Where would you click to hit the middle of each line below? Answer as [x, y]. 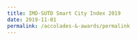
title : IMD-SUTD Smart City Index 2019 [64, 13]
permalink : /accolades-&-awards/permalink [68, 26]
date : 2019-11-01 [32, 20]
